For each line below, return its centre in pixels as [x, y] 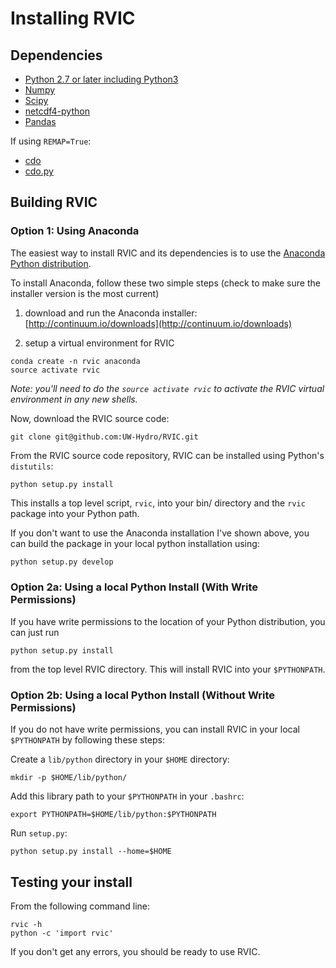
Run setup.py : [39, 833]
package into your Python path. [75, 513]
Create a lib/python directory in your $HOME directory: [120, 759]
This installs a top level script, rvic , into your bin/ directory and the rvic [158, 503]
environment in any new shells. [74, 399]
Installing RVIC [73, 18]
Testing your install [71, 882]
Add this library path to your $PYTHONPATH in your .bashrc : [127, 796]
